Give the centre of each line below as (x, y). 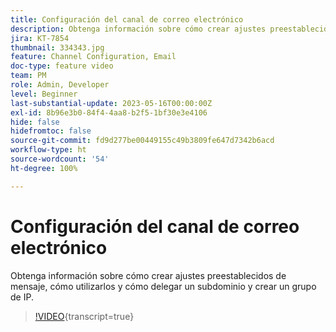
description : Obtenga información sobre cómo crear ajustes (138, 29)
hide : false (35, 122)
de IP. (22, 297)
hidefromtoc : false (51, 131)
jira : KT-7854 (40, 38)
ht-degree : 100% (44, 168)
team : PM (28, 76)
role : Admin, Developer (60, 85)
